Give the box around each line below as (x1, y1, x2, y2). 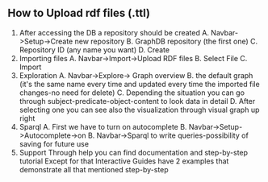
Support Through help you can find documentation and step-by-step (19, 147, 248, 157)
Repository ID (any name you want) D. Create (19, 44, 170, 55)
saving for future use (19, 139, 90, 148)
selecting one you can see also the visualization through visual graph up (19, 105, 260, 114)
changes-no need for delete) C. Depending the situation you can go (19, 88, 245, 97)
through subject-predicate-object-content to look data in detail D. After (19, 96, 256, 105)
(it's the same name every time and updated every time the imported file (19, 79, 260, 89)
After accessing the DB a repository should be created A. (19, 27, 209, 37)
